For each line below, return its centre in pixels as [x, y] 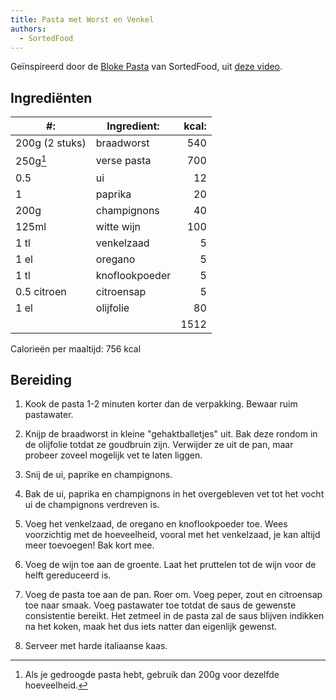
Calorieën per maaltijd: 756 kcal [76, 348]
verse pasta [123, 160]
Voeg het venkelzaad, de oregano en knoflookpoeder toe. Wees [156, 524]
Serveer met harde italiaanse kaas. [96, 646]
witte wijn [118, 226]
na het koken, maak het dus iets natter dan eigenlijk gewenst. [151, 627]
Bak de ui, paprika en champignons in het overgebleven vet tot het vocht [174, 494]
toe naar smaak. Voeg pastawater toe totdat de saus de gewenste [160, 605]
